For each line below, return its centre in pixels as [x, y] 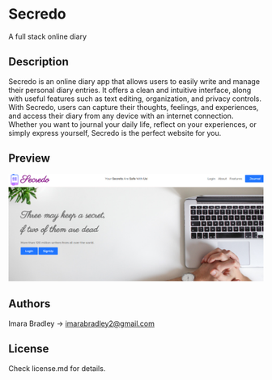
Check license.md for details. [57, 368]
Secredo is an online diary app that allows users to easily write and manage [134, 81]
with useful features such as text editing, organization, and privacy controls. [135, 99]
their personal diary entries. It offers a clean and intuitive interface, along [130, 90]
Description [38, 62]
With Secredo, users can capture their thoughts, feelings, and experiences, [134, 107]
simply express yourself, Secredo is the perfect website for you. [115, 133]
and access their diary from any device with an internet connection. [121, 116]
